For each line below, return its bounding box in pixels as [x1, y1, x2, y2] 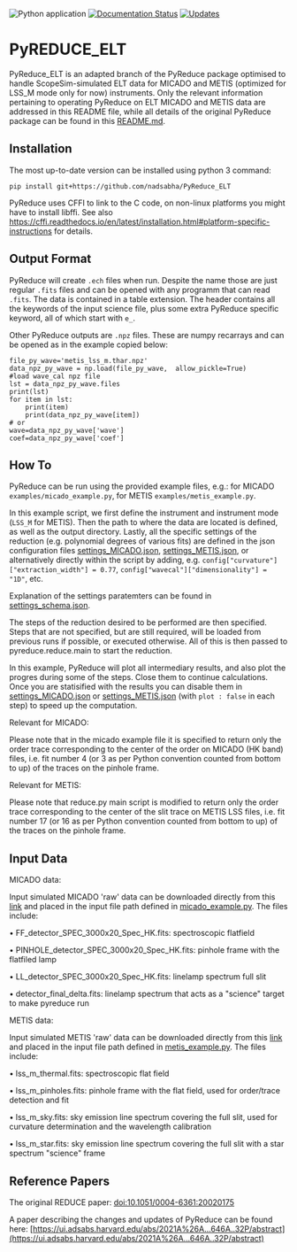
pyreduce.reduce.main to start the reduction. [9, 645, 172, 656]
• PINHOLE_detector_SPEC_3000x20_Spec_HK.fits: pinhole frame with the [9, 945, 280, 955]
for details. [54, 226, 93, 236]
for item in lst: [9, 395, 73, 404]
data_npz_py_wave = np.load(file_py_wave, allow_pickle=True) [9, 364, 247, 373]
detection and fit [9, 1094, 69, 1106]
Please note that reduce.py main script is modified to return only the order [9, 797, 279, 808]
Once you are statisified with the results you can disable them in [9, 682, 243, 692]
